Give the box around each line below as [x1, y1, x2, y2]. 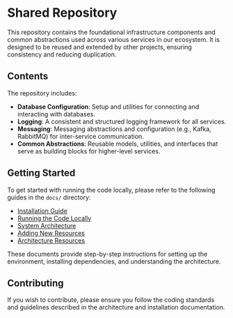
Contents [7, 70, 49, 82]
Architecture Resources [17, 236, 86, 245]
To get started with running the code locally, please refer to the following [7, 185, 216, 194]
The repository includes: [7, 89, 77, 97]
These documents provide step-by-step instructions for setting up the [7, 250, 208, 258]
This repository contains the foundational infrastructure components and [7, 28, 216, 36]
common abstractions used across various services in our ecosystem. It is [7, 35, 220, 43]
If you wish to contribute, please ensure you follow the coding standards [7, 296, 215, 304]
